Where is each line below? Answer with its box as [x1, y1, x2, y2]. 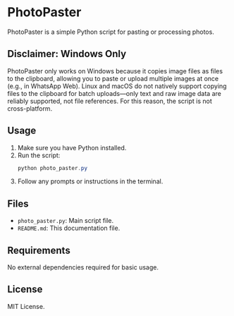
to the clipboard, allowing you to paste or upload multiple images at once [7, 74, 219, 83]
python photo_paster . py [17, 164, 88, 171]
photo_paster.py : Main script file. [17, 217, 114, 225]
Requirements [7, 244, 70, 256]
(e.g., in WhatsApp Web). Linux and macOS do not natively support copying [7, 82, 227, 90]
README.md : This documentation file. [17, 224, 121, 233]
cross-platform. [7, 104, 53, 113]
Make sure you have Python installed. [17, 143, 127, 152]
